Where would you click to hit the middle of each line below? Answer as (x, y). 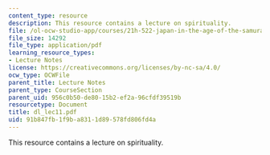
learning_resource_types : (51, 53)
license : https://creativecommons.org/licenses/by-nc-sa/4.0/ (115, 68)
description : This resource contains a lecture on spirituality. (120, 23)
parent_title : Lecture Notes (57, 82)
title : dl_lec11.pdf (43, 113)
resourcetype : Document (48, 105)
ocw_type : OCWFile (39, 75)
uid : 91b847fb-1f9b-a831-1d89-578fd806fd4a (82, 120)
